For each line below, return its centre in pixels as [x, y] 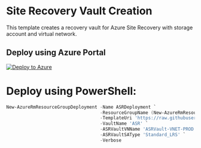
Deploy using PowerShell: [71, 91]
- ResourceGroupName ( [127, 112]
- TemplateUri [116, 118]
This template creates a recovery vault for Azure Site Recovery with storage [100, 27]
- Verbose [110, 140]
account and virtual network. [42, 33]
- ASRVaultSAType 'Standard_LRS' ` [143, 135]
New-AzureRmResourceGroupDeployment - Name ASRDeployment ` [81, 107]
